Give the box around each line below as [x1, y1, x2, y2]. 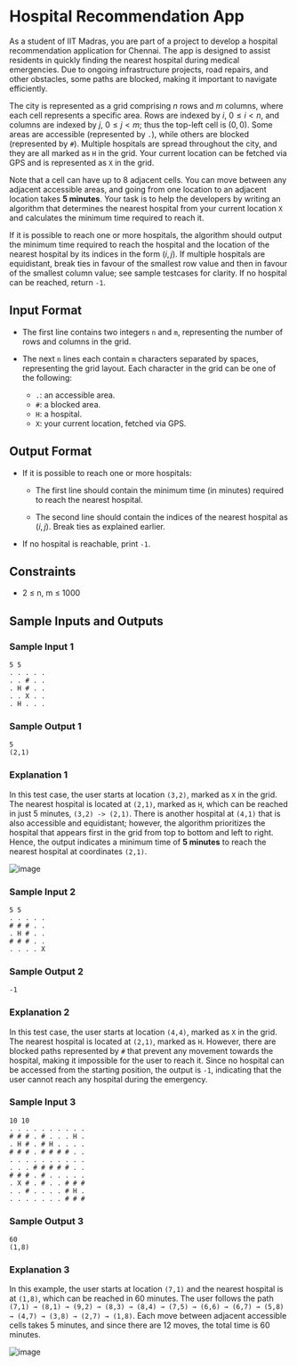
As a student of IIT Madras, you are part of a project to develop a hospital [9, 36, 278, 46]
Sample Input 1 [9, 640, 74, 653]
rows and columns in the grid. [21, 336, 132, 347]
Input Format [9, 303, 83, 318]
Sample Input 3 [9, 1096, 76, 1108]
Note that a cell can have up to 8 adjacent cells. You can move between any [9, 174, 287, 185]
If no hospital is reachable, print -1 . [21, 538, 151, 549]
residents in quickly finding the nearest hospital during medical [9, 54, 240, 65]
